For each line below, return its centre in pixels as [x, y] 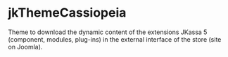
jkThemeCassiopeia [67, 13]
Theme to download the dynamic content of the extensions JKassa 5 [108, 32]
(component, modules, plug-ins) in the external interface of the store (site [115, 39]
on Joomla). [25, 47]
